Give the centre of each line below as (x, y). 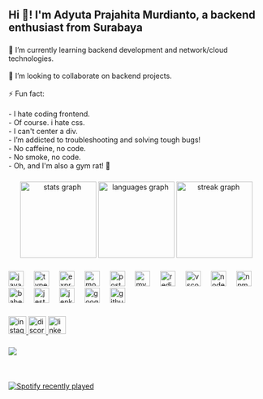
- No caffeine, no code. (47, 149)
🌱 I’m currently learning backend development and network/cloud (119, 50)
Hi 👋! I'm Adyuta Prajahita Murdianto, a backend (132, 15)
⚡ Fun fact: (26, 93)
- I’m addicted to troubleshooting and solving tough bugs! (105, 140)
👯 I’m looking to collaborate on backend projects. (90, 76)
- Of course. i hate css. (47, 123)
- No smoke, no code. (45, 157)
